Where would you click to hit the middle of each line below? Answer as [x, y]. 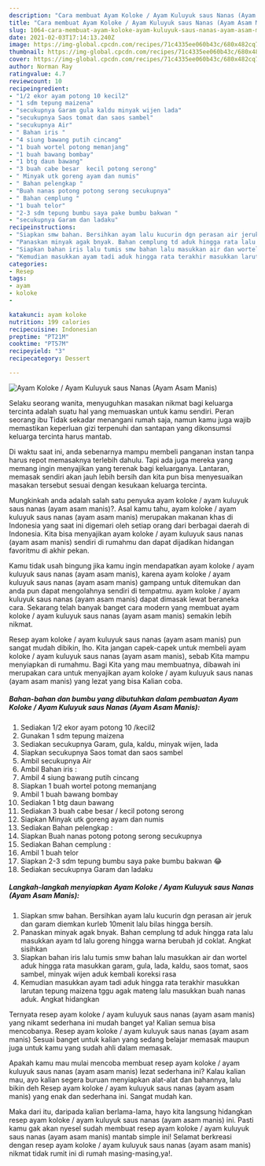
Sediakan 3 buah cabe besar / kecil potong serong [102, 811]
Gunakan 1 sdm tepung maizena [72, 735]
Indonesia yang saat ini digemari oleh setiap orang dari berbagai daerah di [129, 525]
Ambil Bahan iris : [48, 769]
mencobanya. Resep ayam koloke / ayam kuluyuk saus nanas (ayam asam [129, 1031]
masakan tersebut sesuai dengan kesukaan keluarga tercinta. [108, 485]
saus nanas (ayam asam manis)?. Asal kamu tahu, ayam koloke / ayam [123, 509]
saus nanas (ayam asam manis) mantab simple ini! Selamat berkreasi [121, 1136]
